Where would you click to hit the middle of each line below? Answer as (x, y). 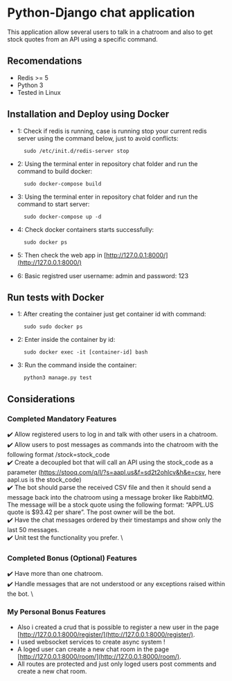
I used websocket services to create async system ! (91, 642)
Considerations (41, 399)
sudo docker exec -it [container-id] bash (86, 352)
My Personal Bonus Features (56, 612)
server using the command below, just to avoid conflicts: (98, 138)
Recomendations (45, 61)
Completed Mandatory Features (62, 419)
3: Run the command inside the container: (77, 365)
